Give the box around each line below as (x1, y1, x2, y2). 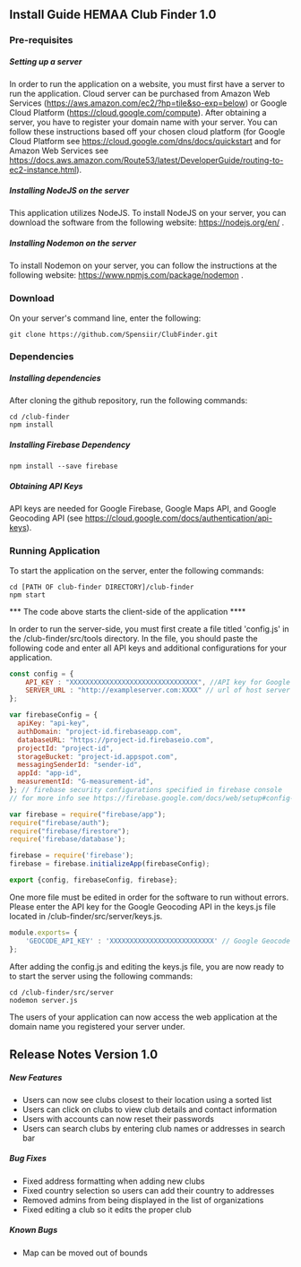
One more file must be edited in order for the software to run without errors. (9, 892, 289, 902)
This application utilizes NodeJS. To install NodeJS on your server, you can (9, 208, 287, 219)
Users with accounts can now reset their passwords (21, 1113, 215, 1124)
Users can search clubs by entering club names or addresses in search (21, 1123, 286, 1133)
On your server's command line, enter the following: (9, 313, 202, 323)
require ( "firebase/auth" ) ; (9, 818, 110, 827)
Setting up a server (9, 56, 82, 66)
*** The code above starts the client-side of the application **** (9, 606, 246, 616)
